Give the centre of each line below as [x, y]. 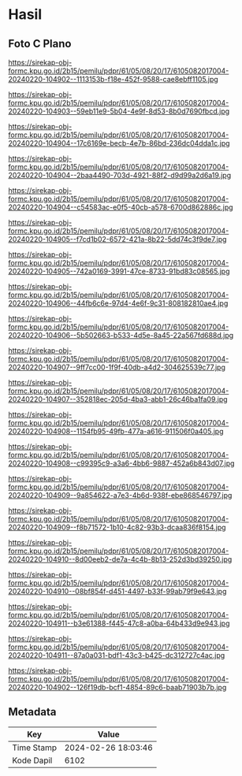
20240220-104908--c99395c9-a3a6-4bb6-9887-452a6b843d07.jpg [121, 463]
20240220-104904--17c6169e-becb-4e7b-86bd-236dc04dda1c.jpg [119, 143]
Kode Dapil [32, 760]
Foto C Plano [40, 44]
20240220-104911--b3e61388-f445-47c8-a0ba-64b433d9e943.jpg [119, 623]
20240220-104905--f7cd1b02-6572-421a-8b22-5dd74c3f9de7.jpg [117, 239]
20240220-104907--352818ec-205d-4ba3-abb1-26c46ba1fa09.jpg [118, 399]
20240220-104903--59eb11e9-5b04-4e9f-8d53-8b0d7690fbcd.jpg [119, 111]
